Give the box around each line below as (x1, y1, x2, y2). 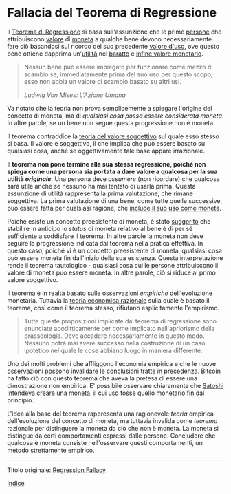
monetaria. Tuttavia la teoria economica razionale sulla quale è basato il (7, 296, 210, 304)
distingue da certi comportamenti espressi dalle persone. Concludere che (7, 431, 216, 440)
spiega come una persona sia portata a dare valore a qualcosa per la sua (7, 167, 218, 175)
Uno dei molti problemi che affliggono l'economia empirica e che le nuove (7, 359, 217, 367)
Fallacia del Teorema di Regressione (7, 5, 217, 21)
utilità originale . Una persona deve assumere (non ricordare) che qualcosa (7, 174, 220, 183)
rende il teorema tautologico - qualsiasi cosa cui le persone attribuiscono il (7, 261, 219, 269)
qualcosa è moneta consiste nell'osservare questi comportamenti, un (7, 438, 203, 447)
